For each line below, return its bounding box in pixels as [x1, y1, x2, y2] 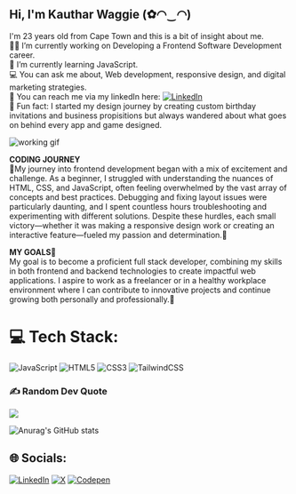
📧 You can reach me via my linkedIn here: [9, 91, 161, 101]
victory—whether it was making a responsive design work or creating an [9, 219, 275, 230]
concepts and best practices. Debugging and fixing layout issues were [9, 191, 268, 203]
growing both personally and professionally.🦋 [9, 293, 175, 305]
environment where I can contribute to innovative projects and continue [9, 284, 271, 295]
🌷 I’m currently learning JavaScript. [9, 59, 139, 69]
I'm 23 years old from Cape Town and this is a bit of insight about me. [9, 30, 264, 41]
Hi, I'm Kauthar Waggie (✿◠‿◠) [9, 7, 192, 22]
